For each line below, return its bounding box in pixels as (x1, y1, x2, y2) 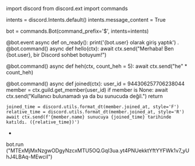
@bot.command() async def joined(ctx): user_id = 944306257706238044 (6, 80, 185, 87)
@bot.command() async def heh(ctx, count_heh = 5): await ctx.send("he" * (6, 63, 187, 70)
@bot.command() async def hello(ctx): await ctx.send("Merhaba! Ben (6, 45, 174, 52)
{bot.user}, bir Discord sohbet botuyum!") (6, 51, 107, 58)
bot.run (6, 141, 24, 148)
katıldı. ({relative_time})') (6, 119, 80, 125)
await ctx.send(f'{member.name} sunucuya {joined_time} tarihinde (6, 114, 172, 120)
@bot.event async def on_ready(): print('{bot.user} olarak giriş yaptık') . (6, 39, 179, 46)
